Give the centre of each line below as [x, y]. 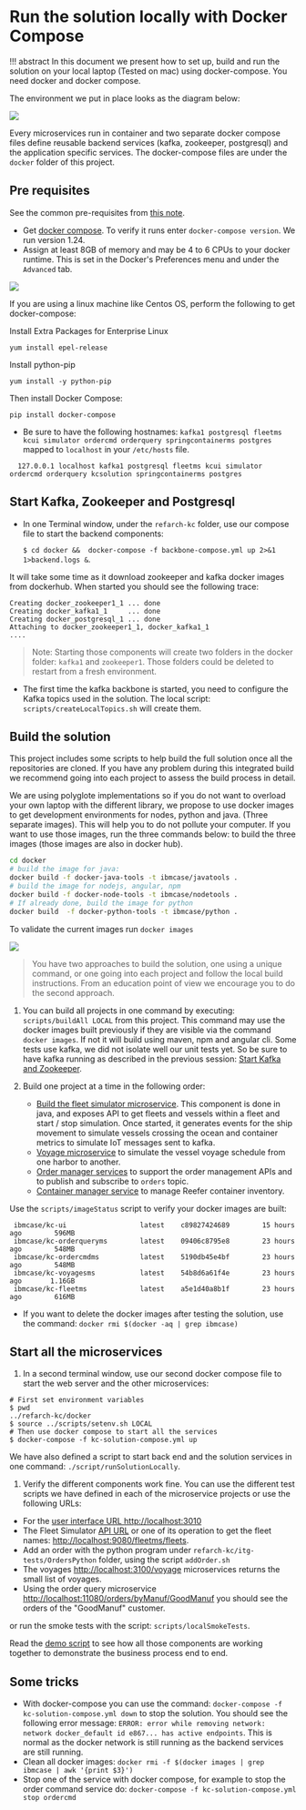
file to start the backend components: [93, 534]
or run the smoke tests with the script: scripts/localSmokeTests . [130, 1626]
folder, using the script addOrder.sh [164, 1560]
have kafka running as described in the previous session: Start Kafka [152, 1059]
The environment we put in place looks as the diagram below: [125, 98]
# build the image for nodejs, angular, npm [95, 886]
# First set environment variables [77, 1400]
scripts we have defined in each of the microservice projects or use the [157, 1494]
